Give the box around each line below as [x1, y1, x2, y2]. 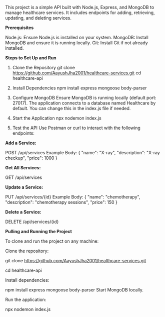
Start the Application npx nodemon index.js [12, 115, 101, 121]
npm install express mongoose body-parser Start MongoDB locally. [5, 287, 143, 293]
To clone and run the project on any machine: [5, 238, 99, 244]
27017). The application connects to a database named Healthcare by [12, 100, 156, 106]
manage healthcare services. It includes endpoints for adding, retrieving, [5, 10, 155, 16]
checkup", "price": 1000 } [5, 155, 57, 161]
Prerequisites [5, 25, 34, 31]
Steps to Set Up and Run [5, 55, 56, 61]
